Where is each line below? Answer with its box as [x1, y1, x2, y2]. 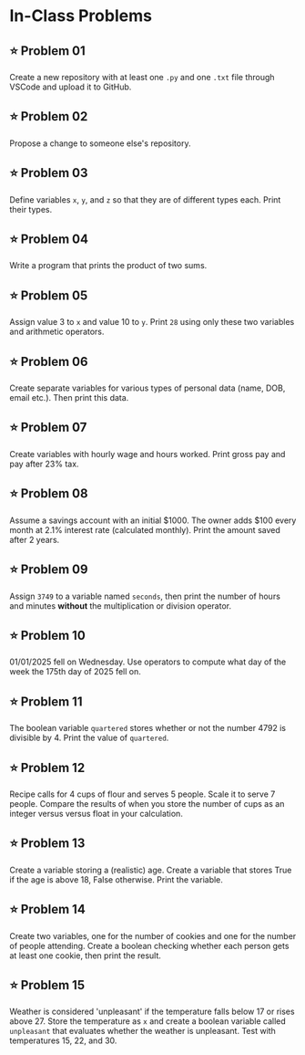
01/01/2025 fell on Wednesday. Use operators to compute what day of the [9, 656, 287, 667]
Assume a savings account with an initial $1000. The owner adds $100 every [9, 515, 297, 526]
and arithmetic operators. [9, 326, 105, 338]
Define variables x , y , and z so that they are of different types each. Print [9, 193, 281, 205]
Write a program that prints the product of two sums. [9, 260, 208, 271]
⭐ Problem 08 [9, 486, 88, 502]
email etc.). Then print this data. [9, 392, 129, 403]
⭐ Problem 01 [9, 43, 86, 58]
